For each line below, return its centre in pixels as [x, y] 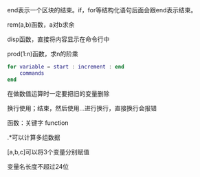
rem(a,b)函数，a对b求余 [41, 25]
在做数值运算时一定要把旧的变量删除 [58, 93]
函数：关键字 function [38, 123]
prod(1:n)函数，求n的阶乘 [43, 54]
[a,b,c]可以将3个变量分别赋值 [48, 152]
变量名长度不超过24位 [38, 166]
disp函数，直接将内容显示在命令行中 [58, 39]
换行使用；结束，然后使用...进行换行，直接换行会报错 [82, 108]
